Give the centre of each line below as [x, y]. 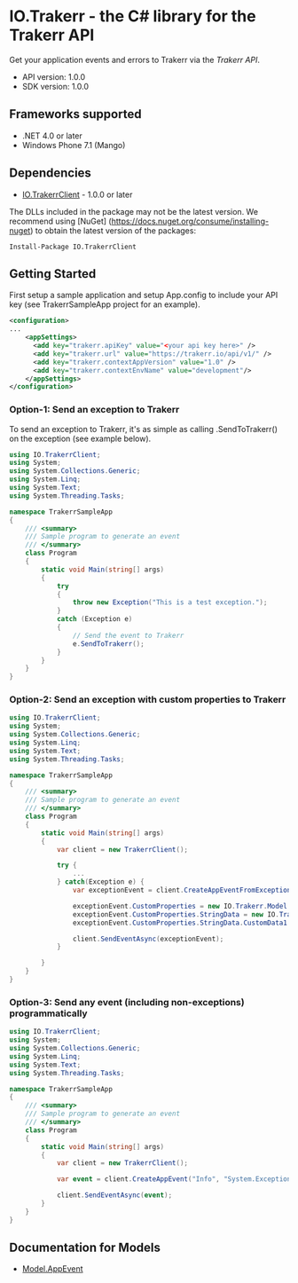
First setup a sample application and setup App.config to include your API [144, 295]
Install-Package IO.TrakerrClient [73, 247]
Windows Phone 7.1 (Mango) [74, 145]
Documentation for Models [85, 1248]
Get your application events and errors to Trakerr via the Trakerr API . [134, 59]
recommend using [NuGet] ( [61, 221]
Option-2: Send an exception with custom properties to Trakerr [148, 700]
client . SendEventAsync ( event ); [114, 1195]
